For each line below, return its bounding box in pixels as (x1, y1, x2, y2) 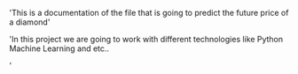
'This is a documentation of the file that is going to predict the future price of (9, 8, 289, 18)
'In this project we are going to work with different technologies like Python (9, 34, 284, 44)
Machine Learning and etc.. (9, 43, 109, 54)
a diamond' (9, 17, 51, 27)
